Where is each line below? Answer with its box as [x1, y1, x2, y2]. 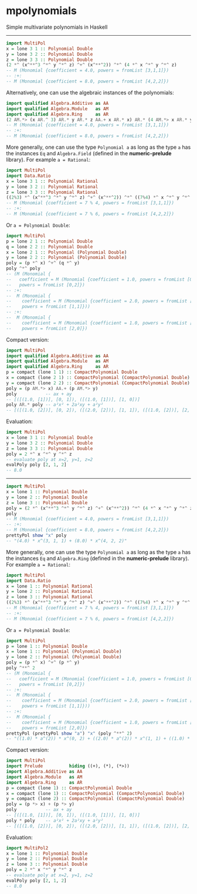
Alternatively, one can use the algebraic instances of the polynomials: [6, 89, 174, 96]
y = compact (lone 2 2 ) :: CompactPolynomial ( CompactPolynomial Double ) [6, 380, 191, 386]
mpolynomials [6, 4, 77, 18]
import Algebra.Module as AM [6, 774, 83, 780]
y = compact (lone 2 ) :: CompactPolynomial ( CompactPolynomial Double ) [6, 796, 185, 802]
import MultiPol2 [6, 845, 49, 851]
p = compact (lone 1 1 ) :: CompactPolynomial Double [6, 369, 138, 376]
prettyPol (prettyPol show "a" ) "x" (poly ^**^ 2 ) [6, 731, 133, 736]
